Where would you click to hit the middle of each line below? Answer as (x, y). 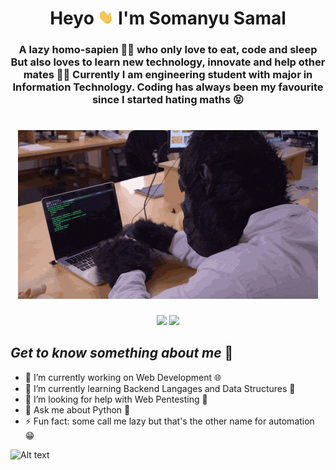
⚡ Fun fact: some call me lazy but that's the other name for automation (169, 421)
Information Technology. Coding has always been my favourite (168, 87)
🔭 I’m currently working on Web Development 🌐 (123, 377)
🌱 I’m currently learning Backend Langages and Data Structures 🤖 (160, 388)
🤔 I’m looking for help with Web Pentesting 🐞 (116, 399)
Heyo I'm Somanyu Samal (168, 18)
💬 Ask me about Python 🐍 (77, 409)
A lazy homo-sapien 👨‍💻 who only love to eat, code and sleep (168, 50)
